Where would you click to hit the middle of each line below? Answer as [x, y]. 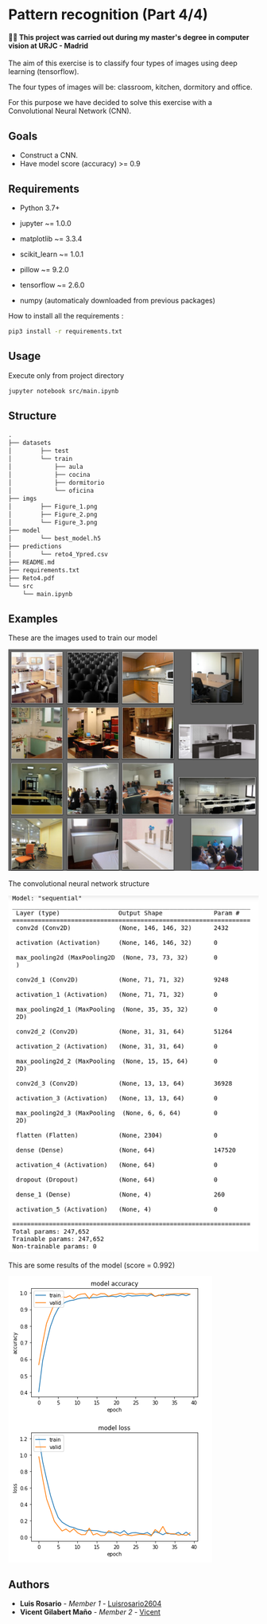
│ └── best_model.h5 [55, 539]
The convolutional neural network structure [79, 884]
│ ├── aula [46, 467]
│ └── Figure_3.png [53, 523]
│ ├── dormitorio [56, 483]
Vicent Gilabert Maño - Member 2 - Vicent [90, 1612]
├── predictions [35, 547]
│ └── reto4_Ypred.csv [58, 555]
